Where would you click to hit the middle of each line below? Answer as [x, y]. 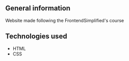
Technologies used [36, 37]
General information [38, 8]
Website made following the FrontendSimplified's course [64, 20]
